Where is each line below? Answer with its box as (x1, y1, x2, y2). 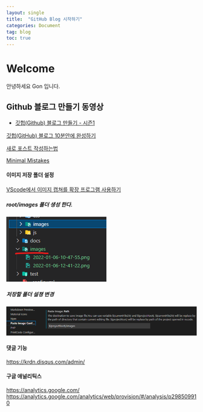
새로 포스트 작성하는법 (6, 145, 59, 152)
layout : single (6, 10, 45, 16)
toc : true (6, 35, 31, 42)
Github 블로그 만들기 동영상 (6, 102, 104, 112)
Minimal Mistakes (6, 157, 50, 164)
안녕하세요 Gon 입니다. (6, 83, 60, 90)
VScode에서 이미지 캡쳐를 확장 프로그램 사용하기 (6, 186, 121, 193)
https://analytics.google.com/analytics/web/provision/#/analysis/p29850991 (6, 393, 197, 400)
